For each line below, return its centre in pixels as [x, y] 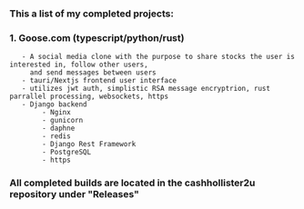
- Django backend [55, 104]
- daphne [59, 129]
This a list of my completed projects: [92, 14]
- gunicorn [63, 121]
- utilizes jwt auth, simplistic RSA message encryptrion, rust [146, 89]
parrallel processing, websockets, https [89, 97]
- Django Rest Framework [89, 144]
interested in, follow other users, [79, 65]
